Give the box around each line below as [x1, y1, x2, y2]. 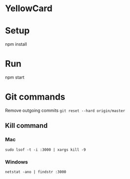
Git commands [5, 91, 66, 103]
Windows [5, 159, 28, 165]
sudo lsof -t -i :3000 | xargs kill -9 [5, 147, 86, 152]
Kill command [5, 122, 48, 130]
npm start [5, 74, 25, 80]
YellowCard [5, 3, 53, 14]
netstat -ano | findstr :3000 [5, 169, 67, 174]
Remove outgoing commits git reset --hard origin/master [5, 107, 126, 113]
